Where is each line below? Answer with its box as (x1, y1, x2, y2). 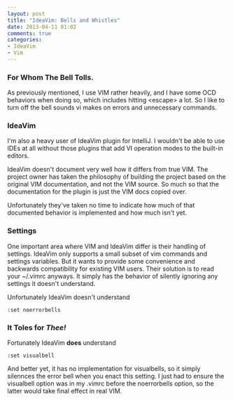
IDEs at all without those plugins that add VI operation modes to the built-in (7, 144, 224, 153)
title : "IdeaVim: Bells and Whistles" (7, 17, 120, 24)
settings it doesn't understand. (7, 279, 96, 287)
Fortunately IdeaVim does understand (7, 339, 117, 347)
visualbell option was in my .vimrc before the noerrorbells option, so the (7, 379, 215, 388)
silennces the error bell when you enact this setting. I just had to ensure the (7, 372, 225, 381)
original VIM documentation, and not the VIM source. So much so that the (7, 180, 219, 189)
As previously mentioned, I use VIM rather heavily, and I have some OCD (7, 88, 217, 97)
